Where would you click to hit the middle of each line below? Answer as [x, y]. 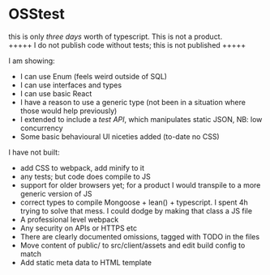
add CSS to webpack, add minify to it [82, 167]
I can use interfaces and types [71, 85]
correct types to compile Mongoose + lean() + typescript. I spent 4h [134, 202]
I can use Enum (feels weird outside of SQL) [94, 76]
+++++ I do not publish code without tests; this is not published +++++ [127, 44]
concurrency [41, 128]
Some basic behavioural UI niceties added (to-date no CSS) [120, 136]
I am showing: [32, 61]
